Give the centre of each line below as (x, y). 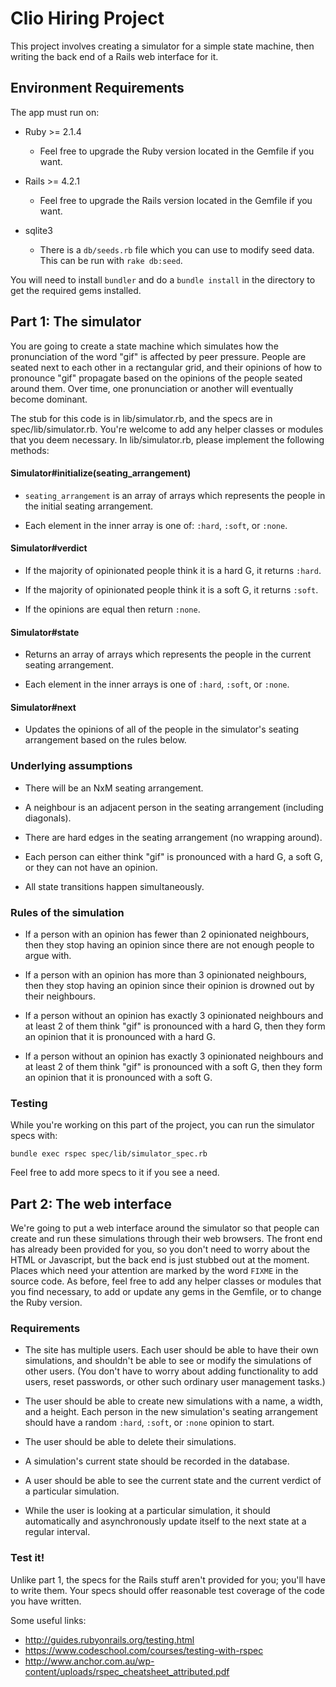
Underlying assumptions (71, 766)
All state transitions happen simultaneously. (114, 886)
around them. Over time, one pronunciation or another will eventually (152, 388)
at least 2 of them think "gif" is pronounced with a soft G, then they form (173, 1066)
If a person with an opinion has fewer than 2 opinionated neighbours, (167, 934)
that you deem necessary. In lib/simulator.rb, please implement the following (167, 439)
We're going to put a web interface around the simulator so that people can (165, 1228)
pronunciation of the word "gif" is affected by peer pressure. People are (158, 356)
